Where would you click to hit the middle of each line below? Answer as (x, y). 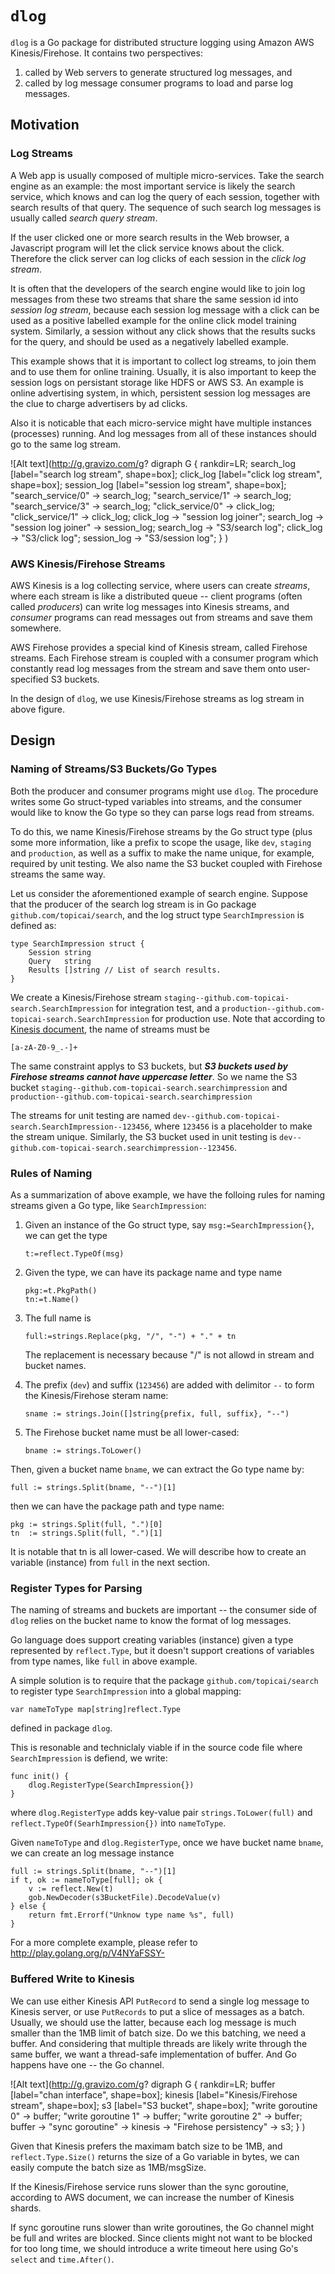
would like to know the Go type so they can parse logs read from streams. (162, 812)
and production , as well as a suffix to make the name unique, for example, (162, 853)
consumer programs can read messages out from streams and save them (161, 617)
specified (29, 679)
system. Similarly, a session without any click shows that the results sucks (163, 331)
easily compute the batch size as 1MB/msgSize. (108, 2167)
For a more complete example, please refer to (104, 1943)
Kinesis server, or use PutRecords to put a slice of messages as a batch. (157, 2011)
